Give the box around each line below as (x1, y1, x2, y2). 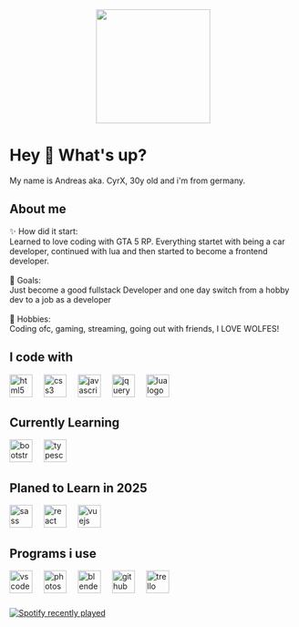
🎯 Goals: (9, 274, 41, 285)
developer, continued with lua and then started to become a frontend (9, 245, 268, 256)
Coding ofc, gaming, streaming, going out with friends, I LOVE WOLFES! (9, 323, 280, 334)
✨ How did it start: (9, 225, 78, 236)
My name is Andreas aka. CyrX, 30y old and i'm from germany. (9, 175, 246, 186)
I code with (9, 350, 74, 365)
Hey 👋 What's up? (9, 145, 148, 166)
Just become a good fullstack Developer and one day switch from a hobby (9, 284, 290, 295)
